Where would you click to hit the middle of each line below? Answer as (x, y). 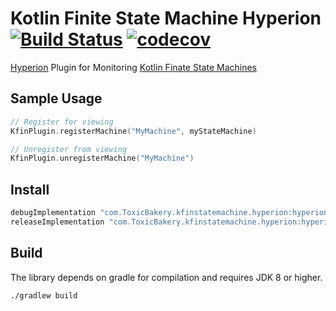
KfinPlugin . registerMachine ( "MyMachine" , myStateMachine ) (133, 131)
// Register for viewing (62, 122)
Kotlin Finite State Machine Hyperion (166, 18)
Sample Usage (56, 98)
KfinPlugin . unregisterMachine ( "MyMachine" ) (102, 158)
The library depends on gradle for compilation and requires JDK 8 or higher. (166, 277)
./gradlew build (44, 295)
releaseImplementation (57, 222)
